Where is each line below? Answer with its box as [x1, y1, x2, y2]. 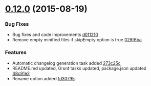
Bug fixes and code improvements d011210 [12, 32, 99, 37]
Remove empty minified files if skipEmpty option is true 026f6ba [12, 37, 142, 43]
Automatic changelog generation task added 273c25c [12, 60, 121, 66]
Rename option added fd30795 [12, 75, 75, 81]
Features [5, 49, 27, 56]
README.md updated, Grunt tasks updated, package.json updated [12, 65, 147, 71]
